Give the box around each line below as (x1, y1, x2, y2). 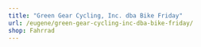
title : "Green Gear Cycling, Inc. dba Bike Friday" (8, 11, 183, 20)
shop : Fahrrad (8, 26, 56, 34)
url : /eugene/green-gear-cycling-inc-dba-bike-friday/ (8, 19, 194, 27)
